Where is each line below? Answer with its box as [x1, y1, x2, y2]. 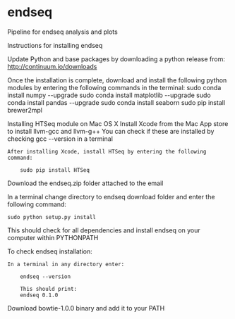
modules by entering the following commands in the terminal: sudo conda [7, 83, 222, 92]
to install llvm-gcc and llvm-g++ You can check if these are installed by [7, 127, 215, 135]
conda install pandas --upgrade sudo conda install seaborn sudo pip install [7, 98, 226, 106]
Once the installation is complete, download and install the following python [7, 75, 227, 85]
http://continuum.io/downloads [7, 62, 97, 70]
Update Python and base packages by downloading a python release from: [7, 54, 226, 63]
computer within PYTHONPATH [7, 233, 99, 242]
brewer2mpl [7, 106, 42, 114]
